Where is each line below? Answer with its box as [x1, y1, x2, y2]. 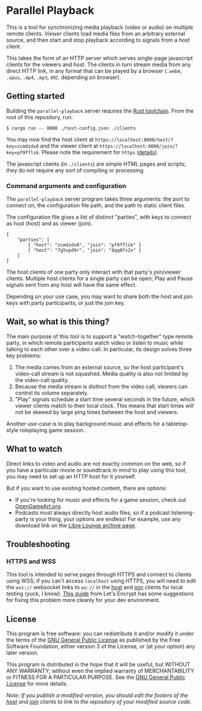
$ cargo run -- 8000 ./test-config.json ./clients [6, 125, 136, 131]
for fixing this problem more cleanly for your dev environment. [6, 597, 161, 604]
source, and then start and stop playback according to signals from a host [6, 36, 190, 43]
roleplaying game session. [19, 426, 85, 434]
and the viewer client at [40, 142, 98, 149]
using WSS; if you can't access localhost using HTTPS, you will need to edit [6, 577, 197, 584]
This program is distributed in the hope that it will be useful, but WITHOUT [6, 661, 191, 668]
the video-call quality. [14, 376, 69, 383]
